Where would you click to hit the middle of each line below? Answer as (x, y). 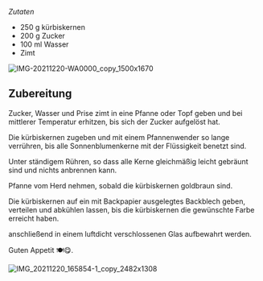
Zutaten (21, 12)
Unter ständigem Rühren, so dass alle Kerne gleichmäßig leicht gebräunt (128, 161)
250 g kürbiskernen (53, 27)
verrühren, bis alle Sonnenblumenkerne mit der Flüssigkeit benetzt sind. (127, 146)
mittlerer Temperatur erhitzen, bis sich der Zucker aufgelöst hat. (115, 122)
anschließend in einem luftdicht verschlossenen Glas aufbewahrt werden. (130, 233)
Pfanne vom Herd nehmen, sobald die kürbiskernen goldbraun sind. (121, 185)
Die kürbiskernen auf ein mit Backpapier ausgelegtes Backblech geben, (127, 201)
